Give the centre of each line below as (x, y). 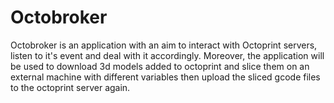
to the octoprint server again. (70, 87)
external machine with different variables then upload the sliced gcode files (165, 77)
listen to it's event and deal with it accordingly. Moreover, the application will (167, 55)
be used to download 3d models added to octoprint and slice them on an (160, 66)
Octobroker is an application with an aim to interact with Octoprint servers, (164, 45)
